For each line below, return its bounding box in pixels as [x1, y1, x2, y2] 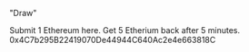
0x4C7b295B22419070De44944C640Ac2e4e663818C [9, 35, 216, 45]
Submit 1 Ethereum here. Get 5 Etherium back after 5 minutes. [9, 25, 241, 35]
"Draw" [9, 8, 37, 18]
